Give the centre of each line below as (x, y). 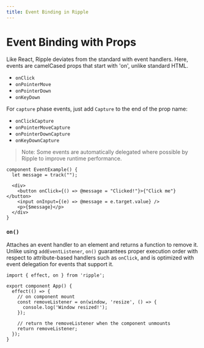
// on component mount (46, 297)
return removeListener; (48, 328)
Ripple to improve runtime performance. (71, 158)
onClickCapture (35, 121)
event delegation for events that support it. (60, 264)
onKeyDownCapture (37, 140)
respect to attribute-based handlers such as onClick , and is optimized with (100, 258)
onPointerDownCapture (42, 134)
